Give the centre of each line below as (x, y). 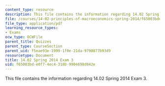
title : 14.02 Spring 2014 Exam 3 (39, 60)
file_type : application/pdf (34, 23)
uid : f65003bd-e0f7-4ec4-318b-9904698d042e (50, 64)
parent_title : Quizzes (28, 42)
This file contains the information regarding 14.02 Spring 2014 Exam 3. (76, 79)
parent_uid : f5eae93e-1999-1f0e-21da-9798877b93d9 (58, 51)
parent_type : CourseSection (34, 46)
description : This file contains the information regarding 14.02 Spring (82, 14)
